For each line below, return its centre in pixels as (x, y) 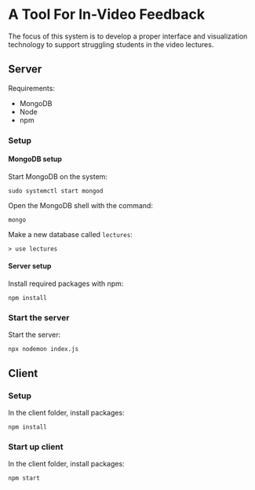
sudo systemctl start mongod (56, 191)
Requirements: (31, 88)
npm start (24, 478)
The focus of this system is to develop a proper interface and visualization (128, 36)
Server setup (30, 266)
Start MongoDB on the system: (58, 176)
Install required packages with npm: (66, 283)
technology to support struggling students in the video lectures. (111, 44)
